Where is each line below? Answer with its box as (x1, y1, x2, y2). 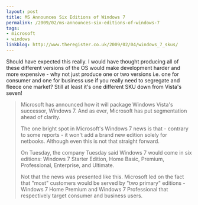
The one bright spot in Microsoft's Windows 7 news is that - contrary (20, 125, 189, 132)
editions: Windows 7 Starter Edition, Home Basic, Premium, (20, 155, 164, 162)
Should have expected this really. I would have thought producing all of (6, 57, 179, 65)
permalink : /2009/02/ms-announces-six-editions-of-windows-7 (6, 20, 160, 25)
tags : (6, 25, 20, 31)
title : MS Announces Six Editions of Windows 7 (6, 14, 126, 20)
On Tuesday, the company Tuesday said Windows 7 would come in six (20, 149, 192, 156)
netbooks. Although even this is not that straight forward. (20, 137, 160, 145)
